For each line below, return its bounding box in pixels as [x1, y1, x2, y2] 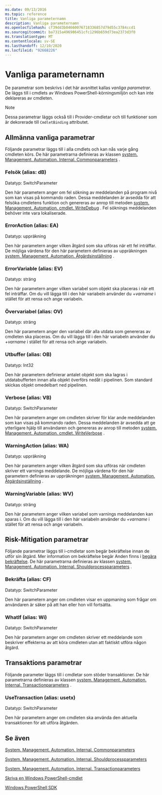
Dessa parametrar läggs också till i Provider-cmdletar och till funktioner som [5, 114, 158, 120]
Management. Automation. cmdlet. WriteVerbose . [5, 430, 105, 436]
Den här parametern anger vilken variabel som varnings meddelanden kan [5, 511, 154, 517]
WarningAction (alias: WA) [5, 442, 69, 449]
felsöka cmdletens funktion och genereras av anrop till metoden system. [5, 200, 149, 205]
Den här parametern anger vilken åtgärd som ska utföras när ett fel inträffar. [5, 242, 157, 248]
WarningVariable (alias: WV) [5, 490, 74, 497]
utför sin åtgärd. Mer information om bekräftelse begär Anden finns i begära [5, 554, 157, 559]
